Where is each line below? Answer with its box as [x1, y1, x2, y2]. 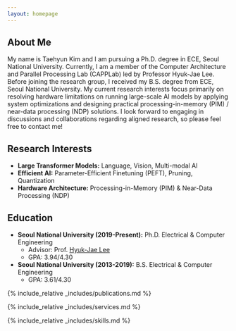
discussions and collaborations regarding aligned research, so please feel [7, 115, 222, 123]
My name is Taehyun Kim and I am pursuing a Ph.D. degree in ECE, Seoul [7, 55, 220, 63]
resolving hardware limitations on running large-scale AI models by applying [7, 92, 228, 101]
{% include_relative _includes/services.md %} [7, 303, 141, 311]
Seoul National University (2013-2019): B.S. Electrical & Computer [17, 261, 213, 269]
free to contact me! [7, 123, 63, 131]
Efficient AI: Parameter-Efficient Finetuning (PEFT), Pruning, [17, 169, 193, 177]
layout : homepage [7, 10, 58, 18]
